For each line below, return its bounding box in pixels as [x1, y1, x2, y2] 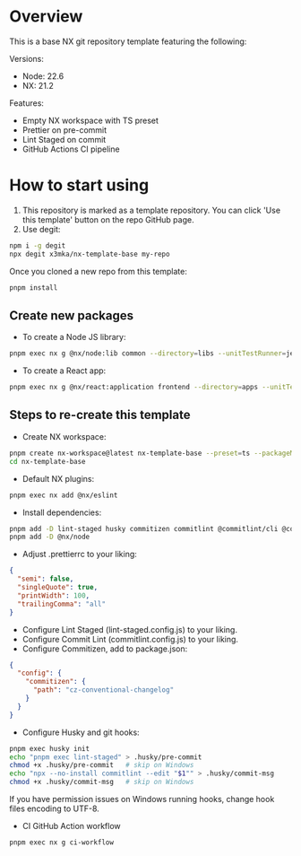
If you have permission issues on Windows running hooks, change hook [9, 794, 275, 804]
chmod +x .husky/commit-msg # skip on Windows [9, 778, 194, 787]
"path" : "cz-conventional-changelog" [32, 686, 175, 694]
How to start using [9, 175, 150, 196]
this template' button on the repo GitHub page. [21, 214, 194, 225]
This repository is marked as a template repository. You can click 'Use [21, 205, 280, 215]
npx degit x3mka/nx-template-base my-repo [9, 249, 170, 258]
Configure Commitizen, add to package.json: [21, 643, 188, 654]
